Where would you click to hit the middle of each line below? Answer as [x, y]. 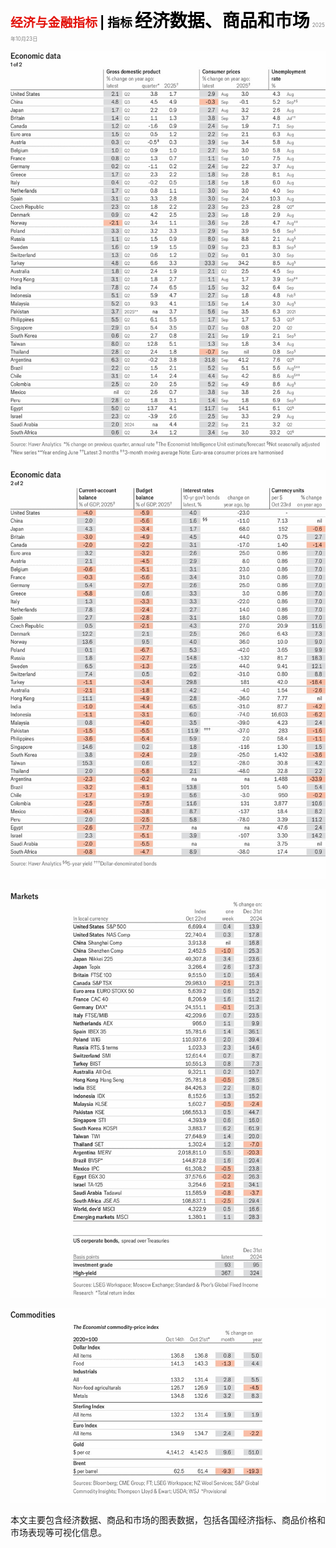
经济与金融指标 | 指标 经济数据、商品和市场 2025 [167, 21]
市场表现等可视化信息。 [58, 1532]
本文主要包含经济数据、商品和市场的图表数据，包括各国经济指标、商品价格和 [168, 1519]
